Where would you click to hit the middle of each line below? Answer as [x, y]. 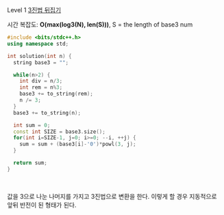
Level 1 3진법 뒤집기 [34, 10]
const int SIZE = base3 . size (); [60, 132]
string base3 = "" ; [41, 62]
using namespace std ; [38, 44]
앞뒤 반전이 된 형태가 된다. [42, 205]
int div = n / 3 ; [41, 81]
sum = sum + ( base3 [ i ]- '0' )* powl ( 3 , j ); [78, 144]
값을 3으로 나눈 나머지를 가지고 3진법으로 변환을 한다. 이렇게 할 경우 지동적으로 [112, 196]
